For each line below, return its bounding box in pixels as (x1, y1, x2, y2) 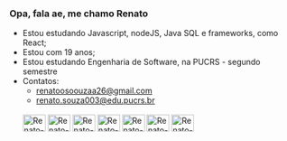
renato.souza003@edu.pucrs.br (35, 95, 155, 106)
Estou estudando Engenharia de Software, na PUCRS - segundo (22, 57, 261, 68)
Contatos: (22, 76, 60, 87)
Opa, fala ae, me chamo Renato (9, 7, 149, 20)
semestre (22, 66, 58, 77)
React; (22, 37, 47, 48)
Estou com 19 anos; (22, 47, 96, 58)
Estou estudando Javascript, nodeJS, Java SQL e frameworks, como (22, 28, 279, 39)
